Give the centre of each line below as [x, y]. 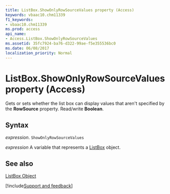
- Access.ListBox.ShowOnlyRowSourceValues [51, 39]
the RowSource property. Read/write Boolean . [54, 109]
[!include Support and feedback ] [39, 186]
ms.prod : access [23, 29]
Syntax [17, 125]
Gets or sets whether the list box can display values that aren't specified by [85, 104]
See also [19, 163]
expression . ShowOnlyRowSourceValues [45, 138]
